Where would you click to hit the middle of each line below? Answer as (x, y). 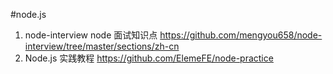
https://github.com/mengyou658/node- (241, 35)
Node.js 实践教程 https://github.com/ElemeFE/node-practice (149, 58)
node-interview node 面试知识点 (91, 35)
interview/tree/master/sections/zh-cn (102, 46)
